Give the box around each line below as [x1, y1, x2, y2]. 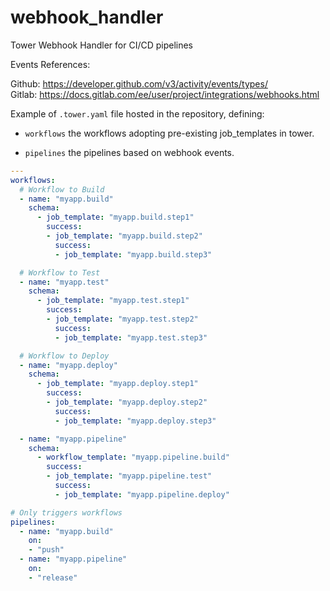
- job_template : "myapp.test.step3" [54, 332, 208, 343]
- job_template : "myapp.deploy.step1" [36, 379, 199, 389]
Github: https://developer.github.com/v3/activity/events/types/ [10, 77, 268, 90]
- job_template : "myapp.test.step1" [36, 296, 190, 306]
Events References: [10, 58, 91, 70]
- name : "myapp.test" [19, 277, 110, 287]
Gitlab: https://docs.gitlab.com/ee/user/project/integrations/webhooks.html [10, 88, 320, 100]
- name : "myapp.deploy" [19, 360, 118, 370]
